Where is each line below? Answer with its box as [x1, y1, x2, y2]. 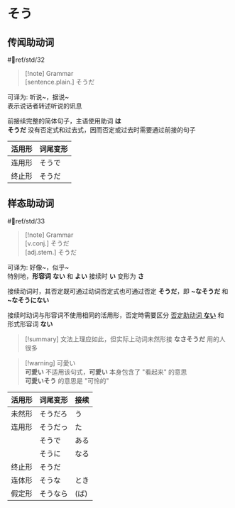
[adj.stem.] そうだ [24, 248, 77, 256]
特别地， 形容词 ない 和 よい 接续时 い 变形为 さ [7, 272, 144, 280]
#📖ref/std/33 [7, 216, 45, 225]
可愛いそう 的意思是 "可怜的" [24, 376, 109, 385]
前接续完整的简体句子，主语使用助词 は [7, 117, 121, 125]
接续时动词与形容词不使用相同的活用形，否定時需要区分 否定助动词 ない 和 [7, 311, 224, 319]
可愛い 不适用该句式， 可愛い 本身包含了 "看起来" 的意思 [24, 368, 187, 376]
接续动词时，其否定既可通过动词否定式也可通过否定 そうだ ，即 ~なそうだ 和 [7, 287, 229, 295]
